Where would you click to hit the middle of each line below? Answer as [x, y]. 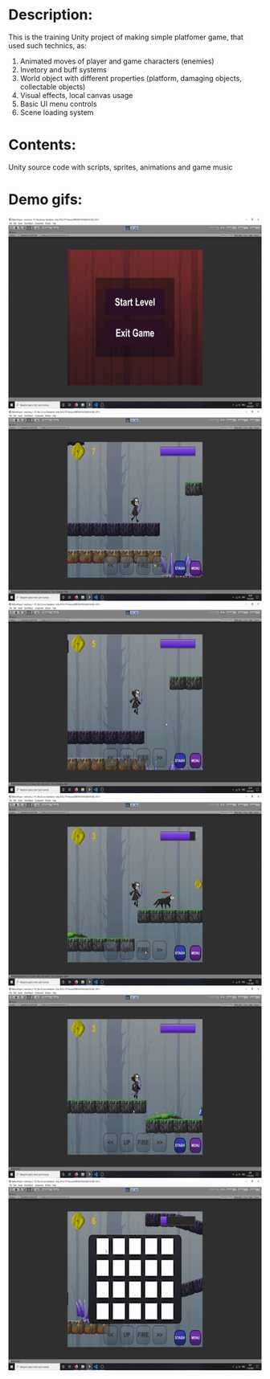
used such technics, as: [47, 45]
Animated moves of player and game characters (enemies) [117, 61]
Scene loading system [57, 112]
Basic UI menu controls [59, 104]
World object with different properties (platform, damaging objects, [131, 78]
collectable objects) [53, 87]
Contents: [42, 145]
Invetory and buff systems [63, 69]
